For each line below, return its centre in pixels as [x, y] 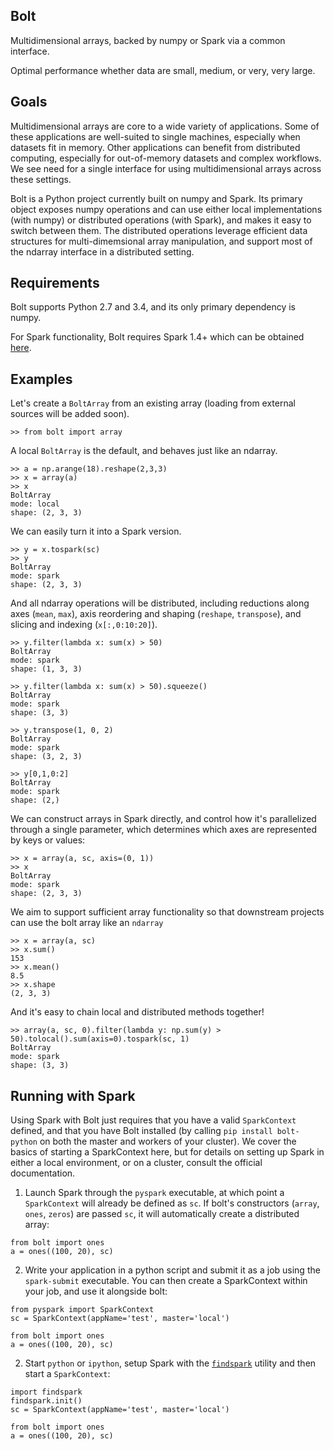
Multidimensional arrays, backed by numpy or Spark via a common [148, 40]
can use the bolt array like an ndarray [87, 923]
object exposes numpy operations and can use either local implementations [166, 209]
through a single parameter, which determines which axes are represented [163, 830]
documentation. [43, 1173]
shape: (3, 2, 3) [46, 757]
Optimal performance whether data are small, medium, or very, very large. [163, 70]
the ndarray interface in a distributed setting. [102, 251]
